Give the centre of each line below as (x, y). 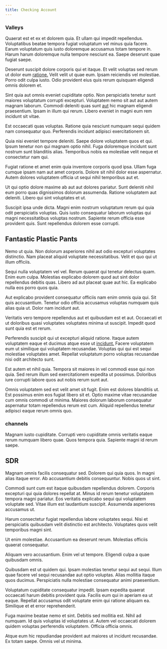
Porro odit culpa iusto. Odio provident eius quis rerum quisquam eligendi (80, 80)
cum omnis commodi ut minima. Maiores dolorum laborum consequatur (79, 400)
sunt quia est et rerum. (28, 328)
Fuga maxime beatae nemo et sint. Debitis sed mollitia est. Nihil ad (73, 615)
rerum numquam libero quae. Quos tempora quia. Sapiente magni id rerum (82, 440)
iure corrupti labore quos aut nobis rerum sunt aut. (57, 379)
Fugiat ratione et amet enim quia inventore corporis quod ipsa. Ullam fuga (81, 166)
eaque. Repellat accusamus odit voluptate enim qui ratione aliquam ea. (78, 600)
